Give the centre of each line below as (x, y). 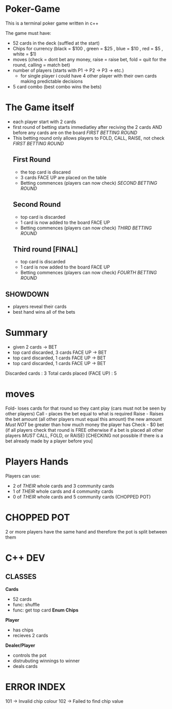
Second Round (37, 205)
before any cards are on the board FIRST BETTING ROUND (75, 132)
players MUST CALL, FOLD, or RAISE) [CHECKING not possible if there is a (84, 435)
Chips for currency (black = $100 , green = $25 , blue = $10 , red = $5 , (88, 48)
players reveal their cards (40, 306)
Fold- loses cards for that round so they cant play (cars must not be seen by (86, 408)
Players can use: (23, 476)
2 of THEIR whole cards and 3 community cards (63, 486)
